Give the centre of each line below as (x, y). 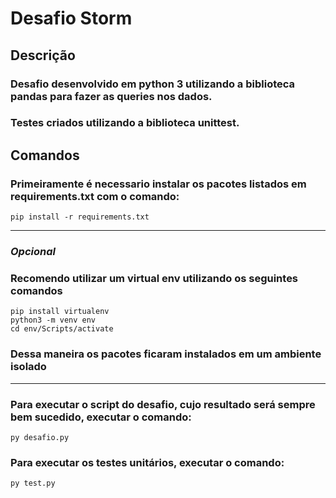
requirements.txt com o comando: (95, 196)
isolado (28, 367)
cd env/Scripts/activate (62, 329)
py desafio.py (40, 437)
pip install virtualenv (60, 312)
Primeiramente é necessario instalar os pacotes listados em (158, 184)
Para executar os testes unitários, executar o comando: (147, 462)
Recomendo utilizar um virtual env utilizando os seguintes (154, 278)
